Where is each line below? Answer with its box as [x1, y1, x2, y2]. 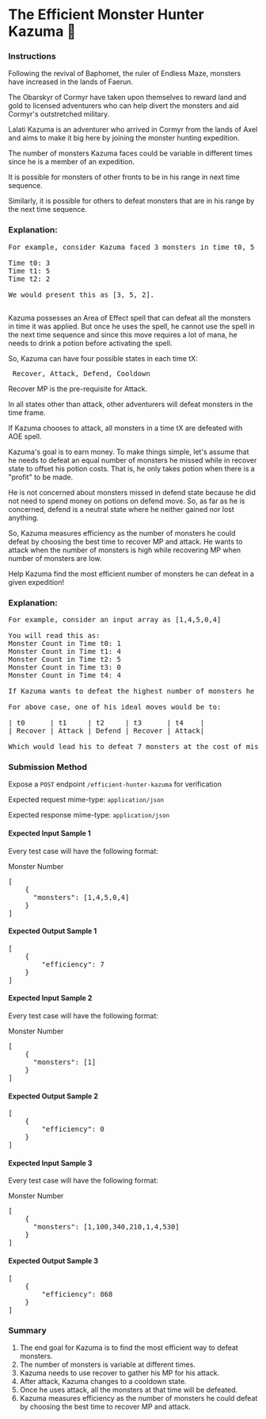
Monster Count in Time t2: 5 [8, 655, 121, 664]
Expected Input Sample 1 [8, 828, 91, 838]
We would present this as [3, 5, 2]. [8, 290, 155, 299]
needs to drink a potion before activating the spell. [8, 338, 173, 348]
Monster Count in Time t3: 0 [8, 663, 121, 672]
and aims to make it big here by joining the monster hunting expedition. [8, 133, 240, 143]
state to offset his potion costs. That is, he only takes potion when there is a [8, 463, 255, 473]
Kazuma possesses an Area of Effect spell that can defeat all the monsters [8, 313, 251, 322]
